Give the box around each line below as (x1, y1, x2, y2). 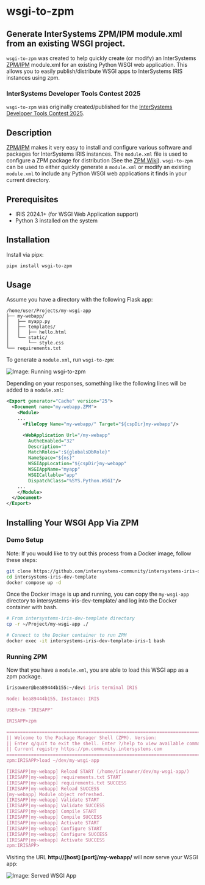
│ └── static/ (6, 335, 48, 341)
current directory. (6, 177, 51, 184)
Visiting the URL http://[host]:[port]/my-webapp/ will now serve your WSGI (6, 854, 198, 861)
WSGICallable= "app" (28, 472, 78, 478)
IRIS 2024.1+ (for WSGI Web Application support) (15, 210, 138, 218)
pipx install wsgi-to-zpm (6, 262, 72, 269)
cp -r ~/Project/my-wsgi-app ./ (6, 621, 88, 628)
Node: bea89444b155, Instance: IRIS (6, 696, 99, 702)
